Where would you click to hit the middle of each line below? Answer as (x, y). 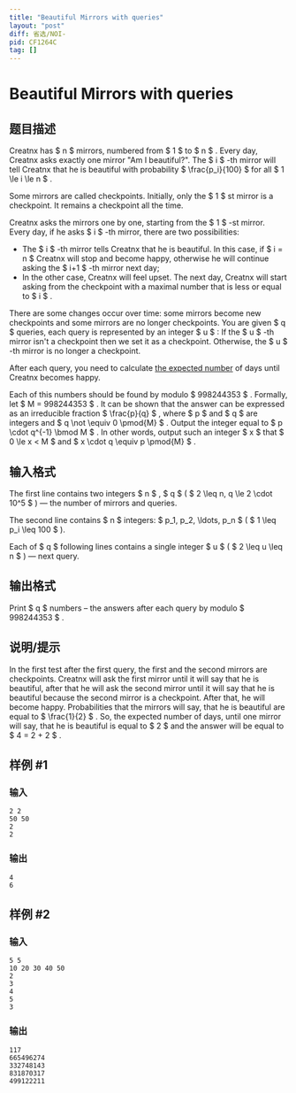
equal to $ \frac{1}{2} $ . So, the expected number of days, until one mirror (145, 716)
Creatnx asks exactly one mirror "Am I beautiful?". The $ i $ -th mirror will (143, 160)
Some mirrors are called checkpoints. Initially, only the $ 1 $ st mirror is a (141, 196)
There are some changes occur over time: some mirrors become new (136, 313)
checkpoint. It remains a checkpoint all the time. (96, 205)
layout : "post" (37, 26)
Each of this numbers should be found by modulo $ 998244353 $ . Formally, (148, 395)
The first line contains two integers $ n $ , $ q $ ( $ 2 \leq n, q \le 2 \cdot (141, 493)
